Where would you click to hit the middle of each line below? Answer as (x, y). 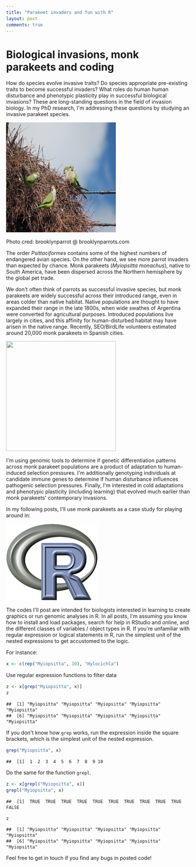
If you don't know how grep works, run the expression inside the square (92, 732)
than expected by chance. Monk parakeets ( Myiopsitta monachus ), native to (98, 266)
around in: (18, 515)
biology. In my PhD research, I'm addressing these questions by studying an (98, 108)
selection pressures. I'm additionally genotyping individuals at (102, 473)
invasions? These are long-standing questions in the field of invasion (89, 102)
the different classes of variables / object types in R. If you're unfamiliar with (98, 629)
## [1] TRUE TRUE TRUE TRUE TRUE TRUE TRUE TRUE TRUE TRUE (94, 801)
